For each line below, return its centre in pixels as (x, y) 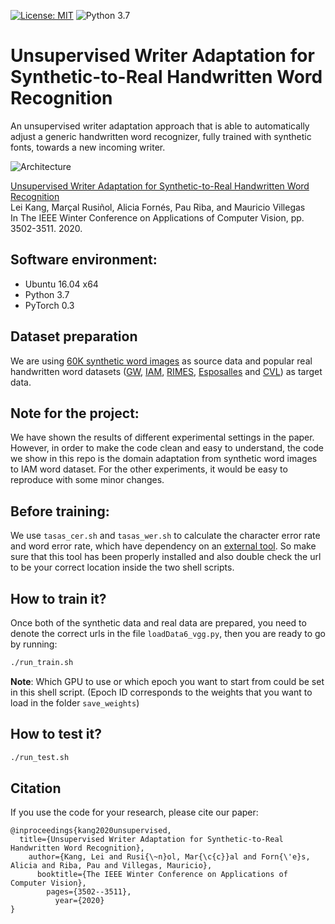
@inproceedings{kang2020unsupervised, (91, 831)
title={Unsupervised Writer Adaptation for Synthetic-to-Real (151, 840)
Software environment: (84, 260)
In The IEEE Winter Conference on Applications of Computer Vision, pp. (157, 217)
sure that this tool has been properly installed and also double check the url (166, 557)
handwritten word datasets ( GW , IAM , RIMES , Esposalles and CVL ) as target (166, 371)
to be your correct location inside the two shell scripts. (122, 567)
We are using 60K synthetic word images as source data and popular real (161, 361)
